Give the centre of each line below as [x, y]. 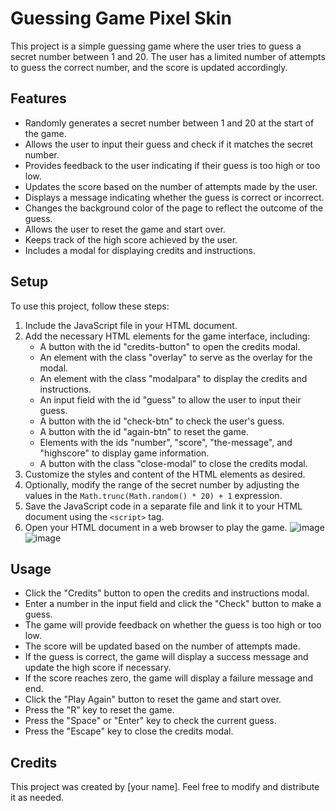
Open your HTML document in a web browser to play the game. [156, 527]
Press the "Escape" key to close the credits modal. [129, 731]
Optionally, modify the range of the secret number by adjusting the [162, 484]
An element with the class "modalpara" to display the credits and [173, 378]
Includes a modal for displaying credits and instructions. [140, 250]
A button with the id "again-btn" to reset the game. [144, 431]
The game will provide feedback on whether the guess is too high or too [173, 625]
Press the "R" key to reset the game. [99, 710]
